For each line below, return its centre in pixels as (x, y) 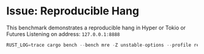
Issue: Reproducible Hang (73, 11)
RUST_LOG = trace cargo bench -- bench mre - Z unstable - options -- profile (99, 45)
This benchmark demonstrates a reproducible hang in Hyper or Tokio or (96, 28)
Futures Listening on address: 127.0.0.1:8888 (63, 34)
